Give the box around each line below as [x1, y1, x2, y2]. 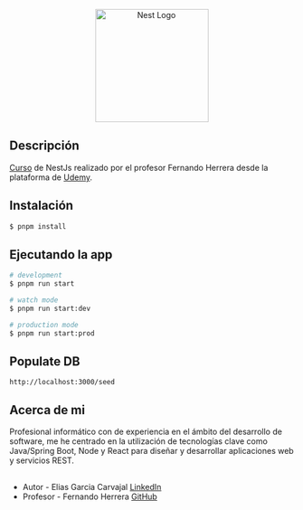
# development [9, 271, 63, 280]
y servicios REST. [9, 455, 75, 466]
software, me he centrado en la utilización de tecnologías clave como [9, 436, 269, 447]
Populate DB [9, 354, 80, 369]
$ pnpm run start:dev [9, 304, 91, 313]
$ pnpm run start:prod [9, 328, 95, 338]
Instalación [9, 198, 74, 213]
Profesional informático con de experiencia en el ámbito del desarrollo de [9, 426, 283, 438]
